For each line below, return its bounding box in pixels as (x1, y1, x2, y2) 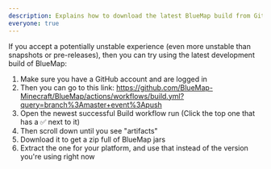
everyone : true (8, 19, 60, 27)
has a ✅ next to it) (19, 117, 81, 126)
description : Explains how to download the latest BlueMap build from (8, 11, 251, 20)
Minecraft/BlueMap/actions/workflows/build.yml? (19, 91, 185, 101)
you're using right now (19, 151, 95, 161)
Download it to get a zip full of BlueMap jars (19, 134, 166, 144)
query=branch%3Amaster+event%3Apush (19, 100, 163, 109)
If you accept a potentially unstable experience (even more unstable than (8, 41, 252, 51)
